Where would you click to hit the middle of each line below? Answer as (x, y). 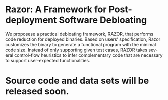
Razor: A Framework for (56, 9)
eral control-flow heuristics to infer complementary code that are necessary (84, 55)
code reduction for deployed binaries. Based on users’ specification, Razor (83, 39)
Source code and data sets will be (77, 81)
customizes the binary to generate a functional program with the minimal (81, 44)
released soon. (37, 92)
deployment (31, 20)
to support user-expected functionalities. (48, 60)
